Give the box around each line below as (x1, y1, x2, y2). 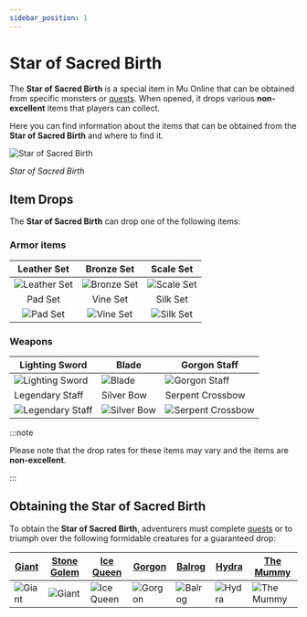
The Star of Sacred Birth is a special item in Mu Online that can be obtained (9, 83, 295, 94)
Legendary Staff (14, 388, 84, 401)
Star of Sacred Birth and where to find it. (9, 130, 164, 141)
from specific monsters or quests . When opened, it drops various (9, 92, 256, 103)
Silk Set (155, 293, 189, 305)
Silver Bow (101, 388, 148, 401)
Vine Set (91, 293, 129, 305)
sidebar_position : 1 (9, 13, 89, 23)
